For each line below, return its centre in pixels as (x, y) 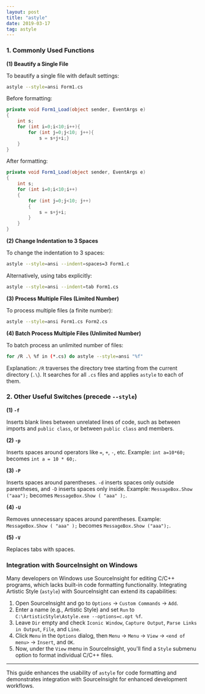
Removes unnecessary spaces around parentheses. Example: (84, 519)
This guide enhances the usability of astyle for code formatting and (92, 673)
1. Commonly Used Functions (50, 51)
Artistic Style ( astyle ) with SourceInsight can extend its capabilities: (92, 591)
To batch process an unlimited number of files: (65, 345)
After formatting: (27, 161)
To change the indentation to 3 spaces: (56, 253)
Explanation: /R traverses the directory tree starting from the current (92, 368)
